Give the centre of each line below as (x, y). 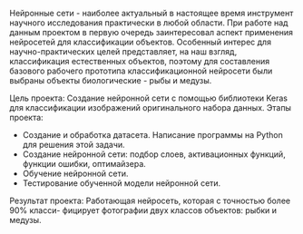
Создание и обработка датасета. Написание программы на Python (152, 135)
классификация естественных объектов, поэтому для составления (140, 61)
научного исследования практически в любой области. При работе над (149, 23)
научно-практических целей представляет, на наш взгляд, (123, 52)
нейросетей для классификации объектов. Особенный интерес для (141, 42)
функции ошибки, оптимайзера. (84, 164)
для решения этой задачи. (73, 145)
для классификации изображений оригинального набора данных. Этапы (151, 107)
